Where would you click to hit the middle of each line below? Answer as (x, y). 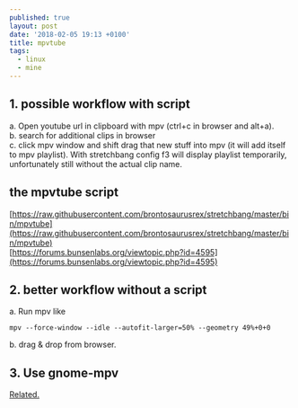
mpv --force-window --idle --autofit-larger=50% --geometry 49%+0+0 (140, 328)
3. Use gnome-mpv (64, 373)
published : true (39, 18)
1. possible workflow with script (100, 104)
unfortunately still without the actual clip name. (96, 164)
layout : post (34, 26)
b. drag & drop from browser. (63, 345)
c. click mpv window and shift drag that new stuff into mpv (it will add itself (148, 145)
